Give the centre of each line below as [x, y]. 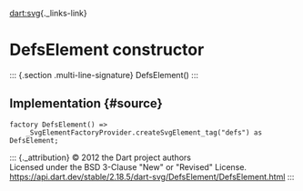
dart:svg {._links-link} [49, 13]
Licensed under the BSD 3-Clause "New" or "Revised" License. [128, 166]
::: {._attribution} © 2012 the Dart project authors [100, 157]
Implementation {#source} [86, 104]
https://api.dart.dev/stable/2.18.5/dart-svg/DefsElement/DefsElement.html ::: [152, 176]
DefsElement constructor [107, 50]
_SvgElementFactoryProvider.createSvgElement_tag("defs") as [144, 132]
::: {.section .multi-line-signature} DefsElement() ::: [104, 75]
